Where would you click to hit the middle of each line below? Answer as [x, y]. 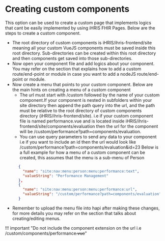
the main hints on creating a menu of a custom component [71, 90]
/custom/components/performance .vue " [46, 233]
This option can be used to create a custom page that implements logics [78, 23]
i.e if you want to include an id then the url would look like [78, 142]
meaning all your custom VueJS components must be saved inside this [84, 48]
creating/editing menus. [36, 218]
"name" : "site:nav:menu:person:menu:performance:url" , [80, 190]
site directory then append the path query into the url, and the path [87, 105]
